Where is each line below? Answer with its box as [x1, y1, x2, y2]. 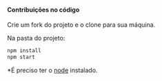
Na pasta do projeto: [7, 34, 65, 43]
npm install [7, 47, 41, 54]
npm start [7, 54, 36, 61]
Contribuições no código [7, 5, 80, 14]
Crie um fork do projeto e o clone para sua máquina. [7, 21, 156, 29]
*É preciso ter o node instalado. [7, 66, 98, 74]
